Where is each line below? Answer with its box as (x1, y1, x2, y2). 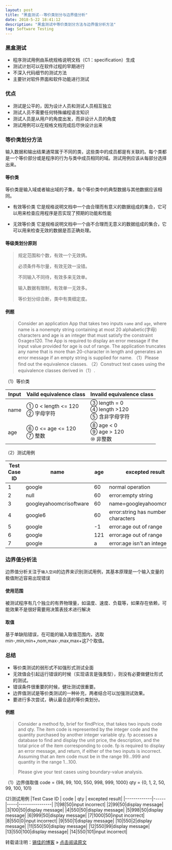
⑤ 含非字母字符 (90, 413, 130, 420)
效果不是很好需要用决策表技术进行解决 (9, 606, 91, 613)
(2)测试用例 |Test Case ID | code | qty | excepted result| (5, 795, 123, 801)
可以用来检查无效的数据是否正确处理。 (12, 227, 94, 233)
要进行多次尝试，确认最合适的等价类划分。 (12, 696, 103, 703)
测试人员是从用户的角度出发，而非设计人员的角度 (12, 116, 116, 122)
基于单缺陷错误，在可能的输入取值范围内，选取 (5, 631, 104, 638)
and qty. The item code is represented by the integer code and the (17, 726, 158, 732)
